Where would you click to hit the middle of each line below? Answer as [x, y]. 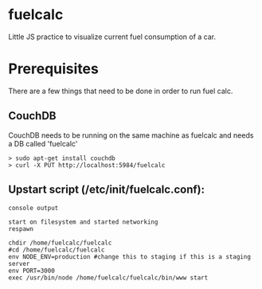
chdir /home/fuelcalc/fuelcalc [60, 243]
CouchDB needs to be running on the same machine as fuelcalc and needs [131, 135]
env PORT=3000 [32, 271]
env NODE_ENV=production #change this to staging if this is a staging [129, 256]
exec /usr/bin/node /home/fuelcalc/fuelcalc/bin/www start [108, 277]
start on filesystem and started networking [83, 222]
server [19, 264]
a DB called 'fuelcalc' [43, 143]
